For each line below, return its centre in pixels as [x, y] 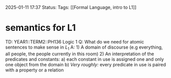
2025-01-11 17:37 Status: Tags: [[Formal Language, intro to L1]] [71, 7]
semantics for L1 [41, 28]
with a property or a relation [34, 70]
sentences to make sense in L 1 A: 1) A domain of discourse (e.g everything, [84, 48]
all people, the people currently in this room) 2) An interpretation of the [80, 54]
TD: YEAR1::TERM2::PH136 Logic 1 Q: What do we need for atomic [75, 42]
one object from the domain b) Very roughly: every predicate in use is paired [86, 64]
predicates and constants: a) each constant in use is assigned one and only [85, 59]
